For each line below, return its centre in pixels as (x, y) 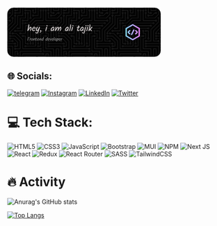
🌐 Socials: (30, 76)
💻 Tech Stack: (50, 123)
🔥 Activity (37, 182)
